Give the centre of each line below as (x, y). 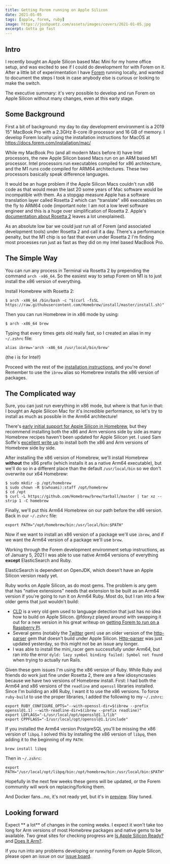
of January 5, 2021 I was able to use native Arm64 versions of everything (82, 555)
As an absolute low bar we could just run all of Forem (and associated (78, 226)
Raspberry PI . (27, 628)
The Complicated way (41, 393)
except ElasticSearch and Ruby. (39, 561)
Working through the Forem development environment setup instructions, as (85, 550)
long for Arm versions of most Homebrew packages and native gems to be (83, 831)
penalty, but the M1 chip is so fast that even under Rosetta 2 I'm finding (80, 237)
